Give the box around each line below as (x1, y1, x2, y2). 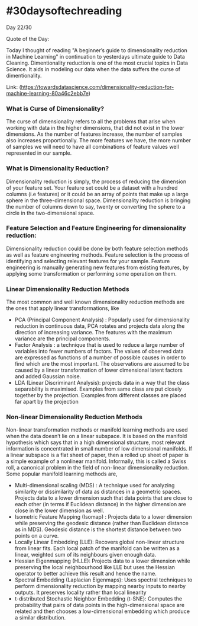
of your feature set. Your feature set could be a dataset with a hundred (6, 184, 178, 191)
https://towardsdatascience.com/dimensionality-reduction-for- (21, 83, 174, 90)
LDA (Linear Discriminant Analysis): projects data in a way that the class (14, 379, 190, 387)
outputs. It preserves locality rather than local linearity (14, 589, 147, 596)
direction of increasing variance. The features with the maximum (14, 329, 173, 336)
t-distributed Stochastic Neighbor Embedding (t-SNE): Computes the (14, 595, 182, 602)
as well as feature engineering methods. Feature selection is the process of (6, 251, 190, 258)
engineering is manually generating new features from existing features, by (6, 264, 189, 271)
